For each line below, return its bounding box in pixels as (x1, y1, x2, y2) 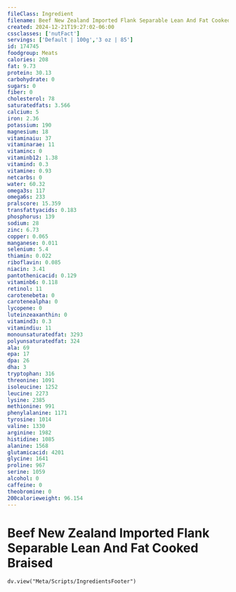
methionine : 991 (7, 403, 55, 410)
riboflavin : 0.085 (7, 259, 61, 266)
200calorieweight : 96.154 (7, 494, 83, 502)
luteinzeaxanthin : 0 (7, 311, 68, 319)
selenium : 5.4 (7, 246, 49, 253)
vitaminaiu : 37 (7, 134, 52, 141)
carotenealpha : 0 (7, 298, 58, 306)
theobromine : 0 (7, 488, 52, 495)
